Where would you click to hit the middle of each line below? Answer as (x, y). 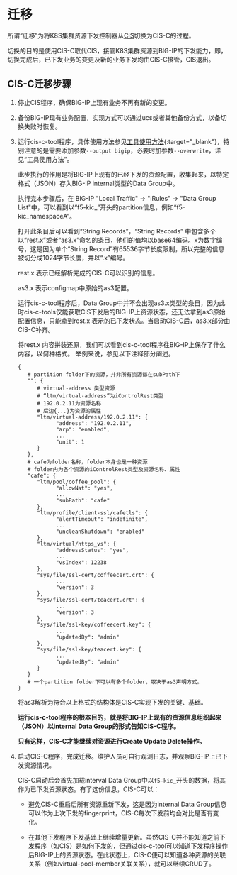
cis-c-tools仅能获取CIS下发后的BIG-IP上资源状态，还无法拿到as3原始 (125, 312)
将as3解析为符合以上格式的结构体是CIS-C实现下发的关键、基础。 (112, 702)
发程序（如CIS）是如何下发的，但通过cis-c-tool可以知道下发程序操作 (128, 846)
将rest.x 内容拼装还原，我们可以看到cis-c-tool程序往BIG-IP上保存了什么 (122, 344)
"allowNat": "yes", (84, 488)
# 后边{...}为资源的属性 (69, 411)
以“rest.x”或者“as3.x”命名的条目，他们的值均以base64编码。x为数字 (117, 240)
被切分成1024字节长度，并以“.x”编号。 (73, 258)
